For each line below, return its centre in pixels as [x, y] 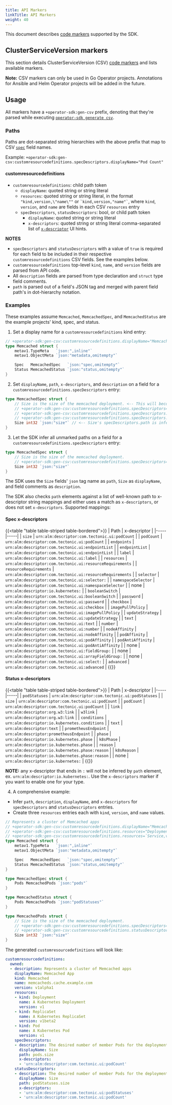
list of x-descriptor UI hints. [58, 228]
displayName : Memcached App [44, 973]
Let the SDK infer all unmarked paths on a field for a [67, 438]
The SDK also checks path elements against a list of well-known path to [81, 497]
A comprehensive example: [41, 792]
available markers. [25, 68]
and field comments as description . [43, 487]
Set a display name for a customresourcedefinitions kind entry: [79, 332]
